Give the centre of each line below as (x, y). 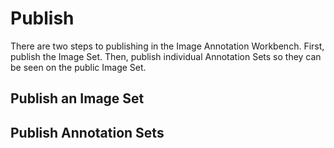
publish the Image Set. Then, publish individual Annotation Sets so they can (166, 56)
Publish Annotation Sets (87, 132)
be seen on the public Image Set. (78, 67)
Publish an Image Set (77, 98)
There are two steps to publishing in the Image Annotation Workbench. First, (167, 46)
